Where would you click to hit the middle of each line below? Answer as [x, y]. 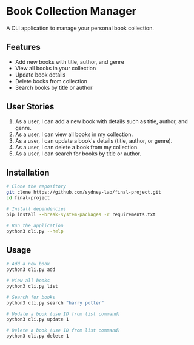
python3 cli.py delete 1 [38, 336]
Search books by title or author [54, 87]
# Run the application [35, 225]
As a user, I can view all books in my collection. [74, 134]
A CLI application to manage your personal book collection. [80, 28]
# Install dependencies [36, 209]
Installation [28, 172]
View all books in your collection [55, 68]
